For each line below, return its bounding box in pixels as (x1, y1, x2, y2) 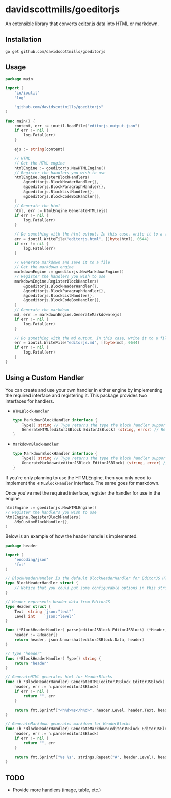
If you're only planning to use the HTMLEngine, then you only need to (5, 474, 151, 481)
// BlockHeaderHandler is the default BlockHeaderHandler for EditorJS (5, 576, 160, 581)
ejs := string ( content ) (14, 147, 65, 152)
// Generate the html (14, 203, 60, 208)
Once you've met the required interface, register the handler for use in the (5, 489, 160, 496)
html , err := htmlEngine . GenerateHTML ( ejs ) (14, 208, 108, 213)
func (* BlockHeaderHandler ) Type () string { (5, 655, 101, 661)
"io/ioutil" (14, 90, 40, 96)
